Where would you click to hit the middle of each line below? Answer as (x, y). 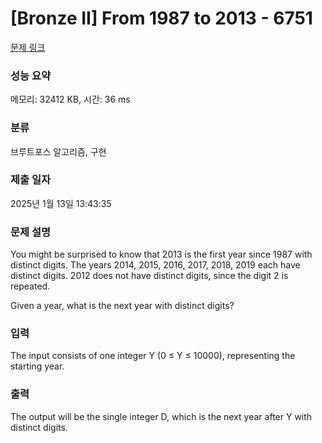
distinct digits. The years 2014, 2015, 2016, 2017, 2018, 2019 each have (155, 265)
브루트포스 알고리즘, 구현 (58, 151)
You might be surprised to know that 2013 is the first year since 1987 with (161, 254)
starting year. (37, 366)
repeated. (30, 286)
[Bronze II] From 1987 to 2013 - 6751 (161, 18)
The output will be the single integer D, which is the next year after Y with (161, 416)
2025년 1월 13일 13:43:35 (61, 203)
